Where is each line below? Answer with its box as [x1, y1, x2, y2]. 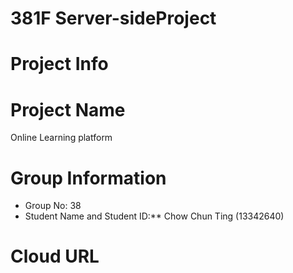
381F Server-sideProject [10, 7, 217, 30]
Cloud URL [10, 245, 100, 268]
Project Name [10, 98, 126, 121]
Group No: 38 [24, 200, 82, 212]
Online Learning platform [10, 132, 113, 144]
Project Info [10, 53, 109, 76]
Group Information [10, 167, 167, 189]
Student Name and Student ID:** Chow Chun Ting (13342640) [24, 210, 285, 222]
